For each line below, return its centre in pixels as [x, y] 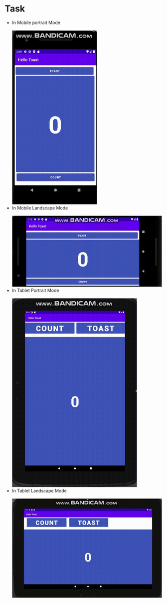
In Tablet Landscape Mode [39, 490]
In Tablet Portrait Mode [35, 290]
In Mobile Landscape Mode [40, 207]
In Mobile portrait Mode [36, 22]
